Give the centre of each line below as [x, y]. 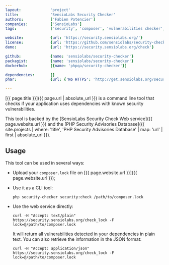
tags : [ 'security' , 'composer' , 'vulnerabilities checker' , [85, 29]
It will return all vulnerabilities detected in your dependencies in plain [83, 234]
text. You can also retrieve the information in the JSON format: [77, 239]
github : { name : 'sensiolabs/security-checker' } [70, 56]
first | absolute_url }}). [28, 135]
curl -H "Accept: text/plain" [44, 216]
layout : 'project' [38, 10]
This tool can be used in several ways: [45, 163]
